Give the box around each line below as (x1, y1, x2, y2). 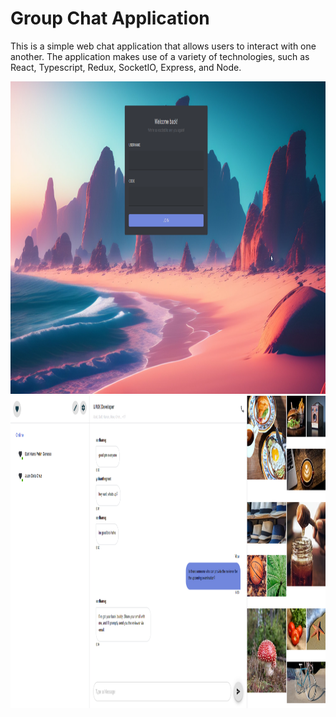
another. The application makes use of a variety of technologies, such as (10, 50, 310, 62)
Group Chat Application (10, 7, 210, 30)
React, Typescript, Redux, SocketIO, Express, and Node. (10, 61, 242, 73)
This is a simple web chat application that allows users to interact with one (10, 40, 317, 52)
